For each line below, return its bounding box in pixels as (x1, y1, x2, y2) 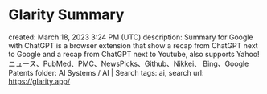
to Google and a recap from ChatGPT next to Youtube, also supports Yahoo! (8, 49, 260, 59)
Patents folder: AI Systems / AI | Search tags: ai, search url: (8, 67, 204, 77)
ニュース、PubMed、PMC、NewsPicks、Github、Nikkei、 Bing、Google (8, 59, 249, 68)
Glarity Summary (8, 6, 125, 24)
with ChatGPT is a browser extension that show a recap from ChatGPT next (8, 40, 259, 50)
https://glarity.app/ (8, 76, 71, 86)
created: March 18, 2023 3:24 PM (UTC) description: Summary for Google (8, 32, 253, 42)
